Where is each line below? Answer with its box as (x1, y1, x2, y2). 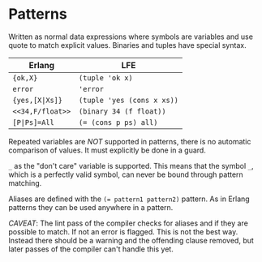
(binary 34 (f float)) (78, 106, 166, 116)
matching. (8, 178, 42, 187)
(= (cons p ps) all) (78, 118, 158, 127)
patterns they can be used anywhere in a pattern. (8, 202, 174, 212)
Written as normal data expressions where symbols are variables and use (8, 32, 254, 41)
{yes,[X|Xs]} (12, 95, 63, 105)
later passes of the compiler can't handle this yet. (8, 244, 174, 254)
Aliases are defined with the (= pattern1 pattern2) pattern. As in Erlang (8, 194, 250, 204)
